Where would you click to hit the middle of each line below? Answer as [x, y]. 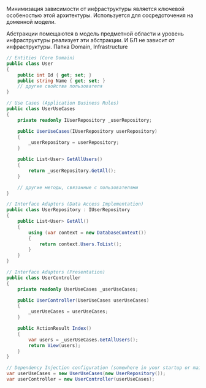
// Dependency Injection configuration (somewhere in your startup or [98, 368]
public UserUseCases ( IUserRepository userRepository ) [87, 131]
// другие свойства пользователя [60, 86]
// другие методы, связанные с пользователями [78, 187]
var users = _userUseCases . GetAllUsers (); [83, 340]
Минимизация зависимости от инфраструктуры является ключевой [96, 9]
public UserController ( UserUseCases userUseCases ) [83, 300]
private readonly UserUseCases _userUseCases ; [78, 289]
